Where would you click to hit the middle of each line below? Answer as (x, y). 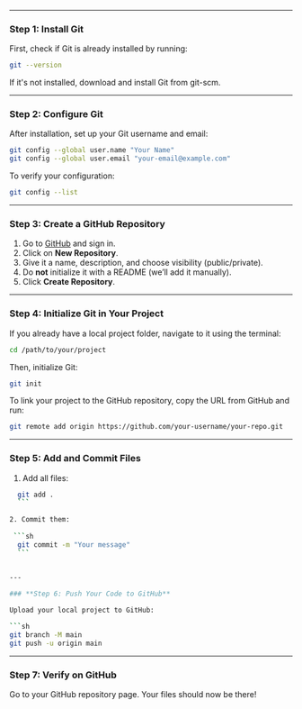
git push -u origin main (56, 643)
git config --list (44, 193)
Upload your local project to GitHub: (82, 610)
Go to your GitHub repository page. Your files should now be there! (133, 695)
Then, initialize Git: (44, 367)
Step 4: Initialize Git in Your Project (87, 314)
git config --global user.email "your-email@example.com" (120, 159)
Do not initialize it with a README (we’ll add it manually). (127, 272)
